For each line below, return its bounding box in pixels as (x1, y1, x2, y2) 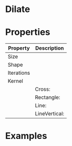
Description (35, 45, 64, 52)
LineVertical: (35, 110, 64, 117)
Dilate (5, 4, 30, 15)
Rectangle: (35, 94, 60, 101)
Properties (5, 27, 50, 38)
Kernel (8, 78, 24, 85)
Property (8, 45, 30, 52)
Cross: (35, 86, 50, 93)
